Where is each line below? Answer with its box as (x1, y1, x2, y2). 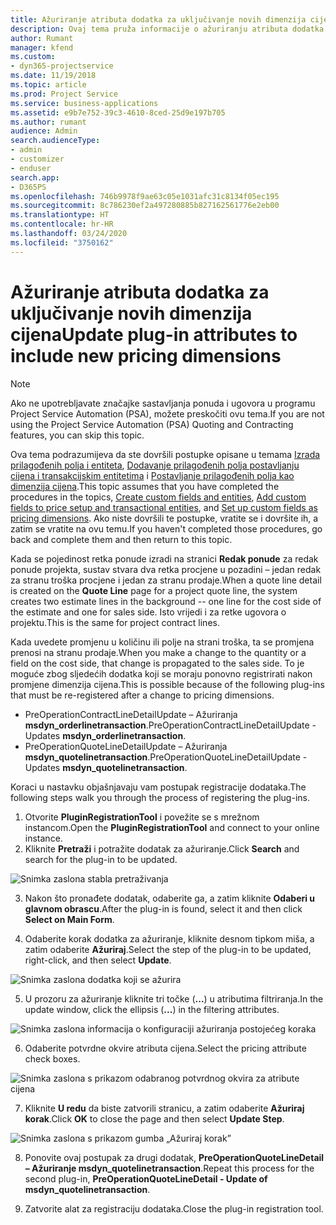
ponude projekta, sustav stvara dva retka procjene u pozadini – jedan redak (10, 563, 322, 575)
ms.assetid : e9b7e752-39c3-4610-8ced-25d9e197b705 (10, 107, 226, 118)
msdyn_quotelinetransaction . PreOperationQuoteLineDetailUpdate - (24, 751, 308, 763)
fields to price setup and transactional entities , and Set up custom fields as (10, 501, 318, 513)
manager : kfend (10, 42, 74, 53)
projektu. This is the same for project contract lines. (10, 616, 220, 628)
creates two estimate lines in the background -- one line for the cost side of (10, 595, 322, 607)
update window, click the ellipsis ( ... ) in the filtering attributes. (24, 1003, 280, 1015)
